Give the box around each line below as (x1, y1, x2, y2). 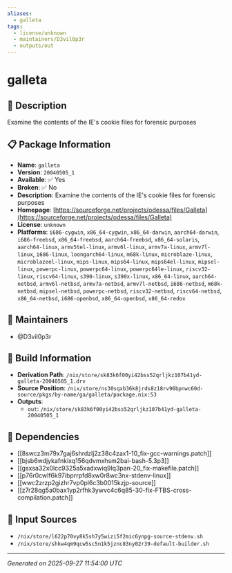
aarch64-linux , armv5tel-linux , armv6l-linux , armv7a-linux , (17, 242, 188, 251)
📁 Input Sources (7, 513, 77, 525)
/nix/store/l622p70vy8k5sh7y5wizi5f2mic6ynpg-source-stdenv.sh (17, 534, 204, 540)
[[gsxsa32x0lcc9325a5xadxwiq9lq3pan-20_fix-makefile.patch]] (17, 464, 200, 473)
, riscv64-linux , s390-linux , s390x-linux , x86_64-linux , (32, 271, 191, 280)
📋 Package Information (7, 139, 111, 151)
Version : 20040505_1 (17, 167, 75, 176)
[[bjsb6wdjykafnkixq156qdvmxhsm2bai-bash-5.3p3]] (17, 457, 169, 465)
